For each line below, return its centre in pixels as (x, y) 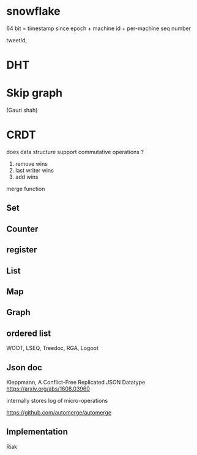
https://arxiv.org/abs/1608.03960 (48, 389)
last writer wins (34, 170)
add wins (27, 177)
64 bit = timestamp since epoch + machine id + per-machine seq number (99, 28)
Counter (22, 229)
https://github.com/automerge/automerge (59, 412)
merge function (26, 189)
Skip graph (35, 93)
